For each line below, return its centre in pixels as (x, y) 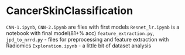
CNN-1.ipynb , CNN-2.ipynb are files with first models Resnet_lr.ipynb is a (93, 27)
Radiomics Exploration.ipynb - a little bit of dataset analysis (78, 46)
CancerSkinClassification (70, 11)
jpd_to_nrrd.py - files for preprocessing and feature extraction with (88, 39)
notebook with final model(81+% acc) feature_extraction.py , (80, 33)
